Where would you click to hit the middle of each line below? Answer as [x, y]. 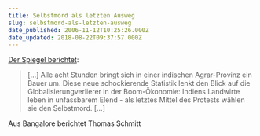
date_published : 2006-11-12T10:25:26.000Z [79, 30]
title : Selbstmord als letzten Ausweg [71, 15]
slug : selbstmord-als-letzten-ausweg [70, 23]
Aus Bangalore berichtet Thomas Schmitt [75, 123]
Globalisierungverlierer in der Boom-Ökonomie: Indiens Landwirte [134, 92]
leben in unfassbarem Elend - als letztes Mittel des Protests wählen [136, 100]
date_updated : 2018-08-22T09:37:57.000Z [75, 37]
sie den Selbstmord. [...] [66, 108]
